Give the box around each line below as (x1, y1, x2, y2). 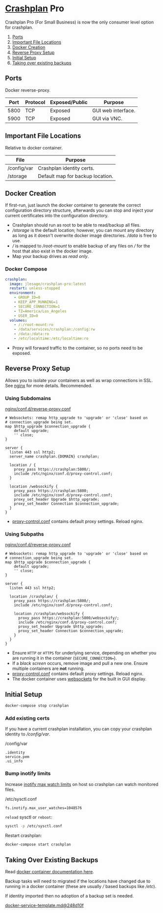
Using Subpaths (5, 531, 44, 537)
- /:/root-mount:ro (14, 322, 54, 328)
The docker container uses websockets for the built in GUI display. (12, 676, 147, 682)
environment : (9, 290, 36, 296)
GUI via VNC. (92, 115, 122, 122)
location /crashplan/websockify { (14, 611, 84, 616)
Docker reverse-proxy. (5, 87, 50, 93)
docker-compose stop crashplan (5, 703, 69, 709)
